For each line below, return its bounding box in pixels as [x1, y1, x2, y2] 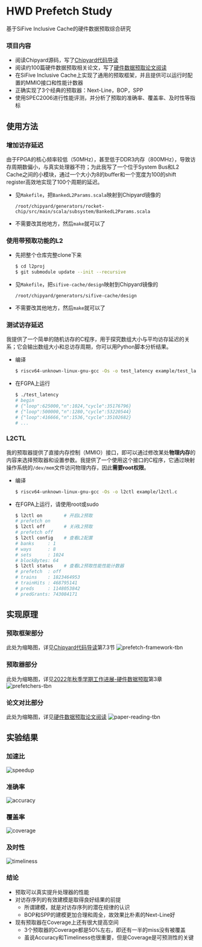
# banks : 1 [14, 540, 56, 546]
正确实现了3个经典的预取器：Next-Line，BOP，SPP [14, 86, 144, 94]
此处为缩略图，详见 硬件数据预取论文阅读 [6, 713, 107, 720]
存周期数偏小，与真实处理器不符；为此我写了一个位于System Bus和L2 [6, 163, 180, 170]
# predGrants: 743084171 [14, 591, 78, 597]
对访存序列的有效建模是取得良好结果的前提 [14, 896, 121, 903]
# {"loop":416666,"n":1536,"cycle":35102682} [14, 414, 131, 421]
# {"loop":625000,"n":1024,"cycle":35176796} [14, 403, 131, 409]
